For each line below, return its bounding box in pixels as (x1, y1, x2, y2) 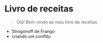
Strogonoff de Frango (11, 28, 55, 34)
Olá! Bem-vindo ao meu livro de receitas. (16, 19, 99, 25)
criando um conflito (11, 33, 51, 39)
